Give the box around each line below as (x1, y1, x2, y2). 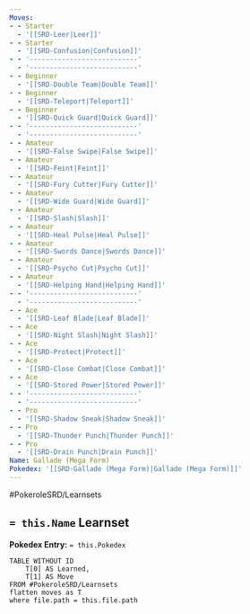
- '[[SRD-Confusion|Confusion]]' (17, 47, 142, 56)
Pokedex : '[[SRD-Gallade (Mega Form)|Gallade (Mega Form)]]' (9, 465, 243, 474)
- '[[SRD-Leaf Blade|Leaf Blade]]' (17, 314, 151, 324)
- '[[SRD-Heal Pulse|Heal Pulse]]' (17, 230, 151, 239)
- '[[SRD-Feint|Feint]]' (17, 164, 110, 173)
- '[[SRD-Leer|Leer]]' (17, 30, 102, 39)
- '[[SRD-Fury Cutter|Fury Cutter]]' (17, 181, 159, 190)
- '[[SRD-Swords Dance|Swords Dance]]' (17, 247, 167, 256)
